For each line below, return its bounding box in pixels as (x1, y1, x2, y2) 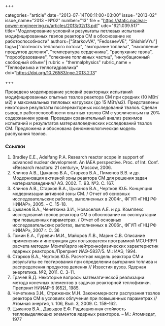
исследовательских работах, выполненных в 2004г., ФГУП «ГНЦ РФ (12, 196, 157, 202)
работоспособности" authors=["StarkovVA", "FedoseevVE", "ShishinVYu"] (5, 38, 158, 44)
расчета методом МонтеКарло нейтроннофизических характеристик (12, 243, 159, 249)
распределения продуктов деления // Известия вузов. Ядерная (12, 264, 146, 270)
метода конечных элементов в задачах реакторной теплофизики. (12, 280, 151, 286)
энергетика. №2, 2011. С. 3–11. (12, 269, 75, 275)
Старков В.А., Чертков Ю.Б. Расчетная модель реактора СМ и (12, 254, 144, 260)
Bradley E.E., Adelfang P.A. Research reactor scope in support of (12, 154, 144, 160)
